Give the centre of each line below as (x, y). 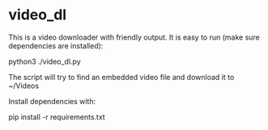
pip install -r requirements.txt (57, 117)
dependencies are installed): (56, 45)
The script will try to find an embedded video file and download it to (121, 77)
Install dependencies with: (52, 101)
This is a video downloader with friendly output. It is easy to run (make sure (134, 37)
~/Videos (23, 86)
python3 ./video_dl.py (45, 61)
